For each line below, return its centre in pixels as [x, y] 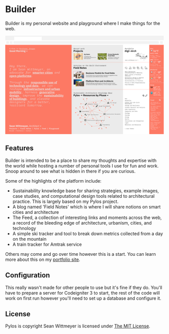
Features [19, 148]
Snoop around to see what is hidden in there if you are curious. [70, 171]
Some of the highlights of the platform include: [53, 181]
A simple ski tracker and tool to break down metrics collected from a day [88, 234]
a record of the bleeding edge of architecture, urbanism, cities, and [82, 222]
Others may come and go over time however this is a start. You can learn [80, 254]
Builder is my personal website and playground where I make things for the [83, 23]
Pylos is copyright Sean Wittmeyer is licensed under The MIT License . [78, 326]
